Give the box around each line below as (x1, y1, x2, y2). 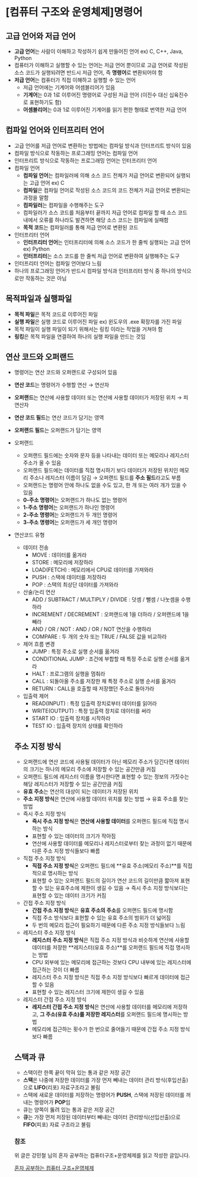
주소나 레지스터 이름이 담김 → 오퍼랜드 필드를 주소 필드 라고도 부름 (29, 474, 181, 481)
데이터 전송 (23, 544, 49, 551)
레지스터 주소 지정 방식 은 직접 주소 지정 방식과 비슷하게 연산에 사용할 (31, 936, 190, 944)
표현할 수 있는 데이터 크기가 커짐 (31, 892, 107, 899)
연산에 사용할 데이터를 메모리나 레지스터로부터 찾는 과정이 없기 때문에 (31, 840, 192, 847)
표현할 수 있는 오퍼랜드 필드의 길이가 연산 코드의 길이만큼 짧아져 (31, 877, 179, 884)
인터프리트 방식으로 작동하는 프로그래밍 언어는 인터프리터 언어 (14, 157, 158, 164)
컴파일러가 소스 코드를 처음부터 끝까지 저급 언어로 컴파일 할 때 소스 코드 (23, 209, 188, 216)
